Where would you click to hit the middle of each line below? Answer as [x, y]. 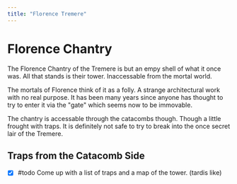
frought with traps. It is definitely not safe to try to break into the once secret [119, 126]
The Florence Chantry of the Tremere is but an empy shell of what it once [114, 69]
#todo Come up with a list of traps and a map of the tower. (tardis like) [120, 173]
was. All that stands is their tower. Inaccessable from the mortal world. [110, 76]
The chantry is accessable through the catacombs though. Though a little [114, 118]
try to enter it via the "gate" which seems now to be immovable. [100, 105]
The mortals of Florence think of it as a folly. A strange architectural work [114, 90]
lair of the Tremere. [35, 133]
